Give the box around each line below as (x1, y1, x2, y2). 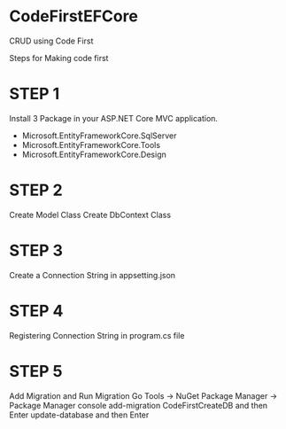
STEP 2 (9, 180, 64, 200)
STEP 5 (9, 361, 64, 381)
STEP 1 (9, 84, 60, 104)
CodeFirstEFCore (9, 6, 139, 27)
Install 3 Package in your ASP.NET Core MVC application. (9, 113, 219, 123)
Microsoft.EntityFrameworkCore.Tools (21, 139, 161, 150)
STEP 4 (9, 300, 64, 321)
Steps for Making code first (9, 52, 109, 63)
